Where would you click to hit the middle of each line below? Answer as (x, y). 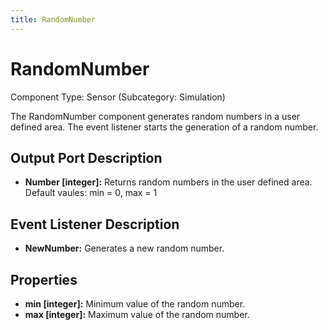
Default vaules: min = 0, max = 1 (91, 193)
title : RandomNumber (53, 19)
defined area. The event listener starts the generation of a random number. (164, 127)
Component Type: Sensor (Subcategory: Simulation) (118, 97)
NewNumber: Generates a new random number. (124, 248)
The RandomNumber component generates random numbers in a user (155, 116)
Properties (44, 279)
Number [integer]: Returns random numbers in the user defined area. (168, 182)
